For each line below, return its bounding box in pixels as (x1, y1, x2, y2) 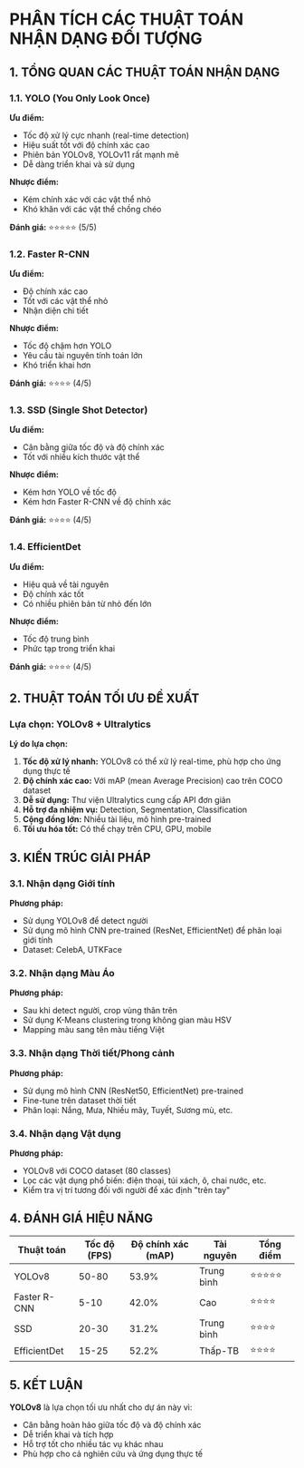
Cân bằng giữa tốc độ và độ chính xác (22, 442, 165, 453)
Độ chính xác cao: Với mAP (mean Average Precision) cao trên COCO (22, 776, 283, 787)
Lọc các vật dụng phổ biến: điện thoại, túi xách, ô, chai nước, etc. (22, 1175, 267, 1186)
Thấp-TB (198, 1345, 240, 1357)
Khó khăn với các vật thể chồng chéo (22, 203, 162, 214)
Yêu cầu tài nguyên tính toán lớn (22, 350, 143, 361)
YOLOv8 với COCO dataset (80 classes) (22, 1166, 172, 1177)
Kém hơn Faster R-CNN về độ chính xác (22, 496, 172, 507)
